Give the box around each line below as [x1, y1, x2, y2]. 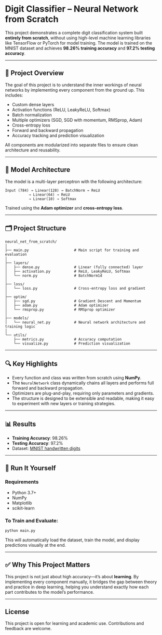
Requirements [5, 479, 39, 486]
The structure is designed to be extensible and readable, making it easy [12, 395, 155, 401]
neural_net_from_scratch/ [5, 239, 57, 244]
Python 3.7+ [12, 489, 37, 495]
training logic [5, 324, 36, 329]
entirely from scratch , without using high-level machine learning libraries [5, 35, 151, 41]
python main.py [5, 528, 36, 533]
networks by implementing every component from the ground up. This [5, 87, 145, 93]
